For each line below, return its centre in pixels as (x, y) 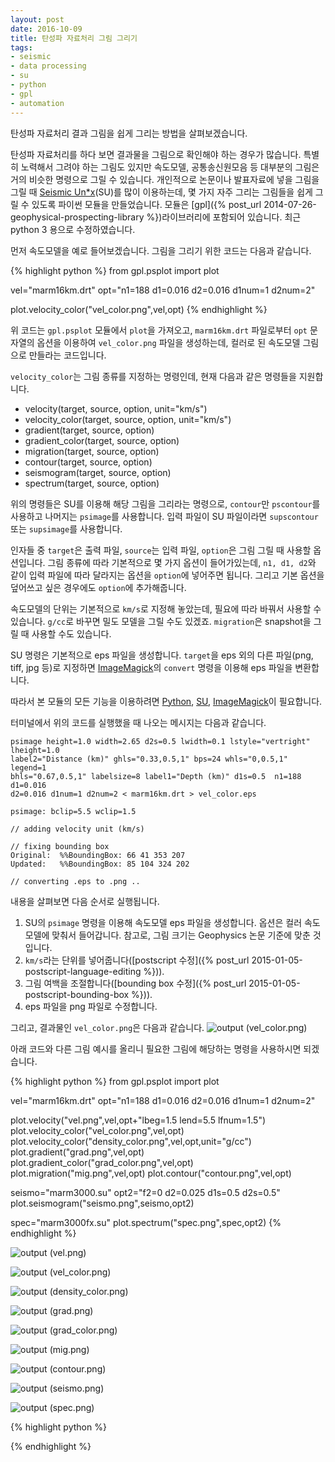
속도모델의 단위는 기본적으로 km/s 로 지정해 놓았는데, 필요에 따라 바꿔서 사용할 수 (166, 608)
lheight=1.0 (35, 750)
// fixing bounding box (60, 846)
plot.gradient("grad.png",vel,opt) (77, 1152)
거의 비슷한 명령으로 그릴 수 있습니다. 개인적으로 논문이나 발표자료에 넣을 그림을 (165, 179)
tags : (21, 47)
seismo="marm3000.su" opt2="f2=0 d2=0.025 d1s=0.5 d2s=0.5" (145, 1192)
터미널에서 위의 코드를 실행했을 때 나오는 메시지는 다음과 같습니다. (138, 722)
